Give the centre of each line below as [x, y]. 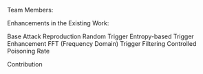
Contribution [25, 64]
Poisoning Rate [29, 51]
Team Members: [30, 10]
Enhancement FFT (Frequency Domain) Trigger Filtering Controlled [102, 44]
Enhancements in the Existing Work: [58, 23]
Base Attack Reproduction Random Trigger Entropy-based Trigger [100, 36]
